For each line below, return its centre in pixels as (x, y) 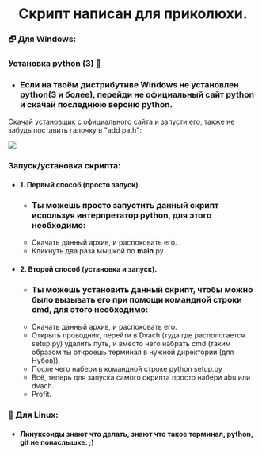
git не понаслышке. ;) (57, 442)
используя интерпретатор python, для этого (122, 215)
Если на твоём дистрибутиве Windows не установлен (129, 84)
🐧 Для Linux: (34, 415)
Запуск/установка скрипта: (65, 166)
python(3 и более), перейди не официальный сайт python (137, 94)
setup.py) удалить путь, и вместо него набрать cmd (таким (131, 344)
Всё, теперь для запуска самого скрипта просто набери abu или (141, 377)
